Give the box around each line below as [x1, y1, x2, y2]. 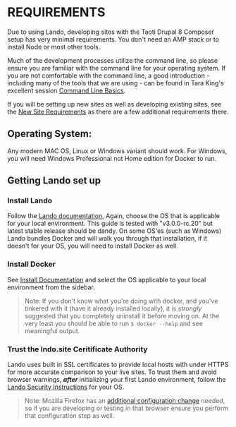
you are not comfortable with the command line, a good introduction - [7, 71, 210, 80]
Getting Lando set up [7, 174, 101, 187]
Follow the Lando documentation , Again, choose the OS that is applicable [7, 212, 221, 220]
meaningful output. [24, 326, 80, 335]
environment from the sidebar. [7, 283, 95, 291]
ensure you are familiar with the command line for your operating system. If [7, 64, 226, 72]
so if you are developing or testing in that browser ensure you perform [24, 404, 229, 413]
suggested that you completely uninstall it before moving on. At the [24, 311, 220, 320]
